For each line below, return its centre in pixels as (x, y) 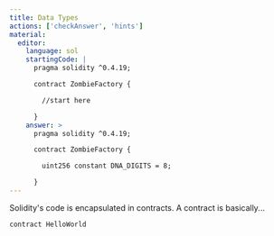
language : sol (52, 51)
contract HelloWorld (48, 224)
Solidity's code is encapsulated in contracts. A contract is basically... (137, 207)
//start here (66, 100)
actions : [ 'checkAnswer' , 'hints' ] (76, 26)
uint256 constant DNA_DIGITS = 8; (107, 166)
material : (28, 34)
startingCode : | (57, 59)
